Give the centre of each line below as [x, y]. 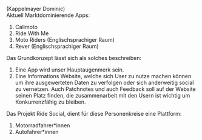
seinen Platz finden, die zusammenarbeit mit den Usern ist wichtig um [103, 95]
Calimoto [26, 27]
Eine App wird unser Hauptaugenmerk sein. [69, 70]
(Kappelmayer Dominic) [36, 9]
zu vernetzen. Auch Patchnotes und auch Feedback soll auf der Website [105, 89]
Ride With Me [32, 33]
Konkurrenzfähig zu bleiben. [50, 102]
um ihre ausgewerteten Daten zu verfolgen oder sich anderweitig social [104, 82]
